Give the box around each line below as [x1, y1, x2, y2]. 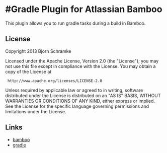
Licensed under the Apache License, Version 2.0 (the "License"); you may [5, 58, 159, 64]
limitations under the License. [5, 108, 66, 114]
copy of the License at [5, 68, 52, 74]
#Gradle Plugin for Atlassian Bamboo [5, 4, 162, 15]
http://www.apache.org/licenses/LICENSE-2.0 [7, 78, 102, 84]
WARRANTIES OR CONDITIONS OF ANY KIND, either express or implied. [5, 98, 155, 104]
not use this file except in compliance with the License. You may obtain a [5, 63, 156, 69]
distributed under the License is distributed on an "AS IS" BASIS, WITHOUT [5, 92, 161, 99]
